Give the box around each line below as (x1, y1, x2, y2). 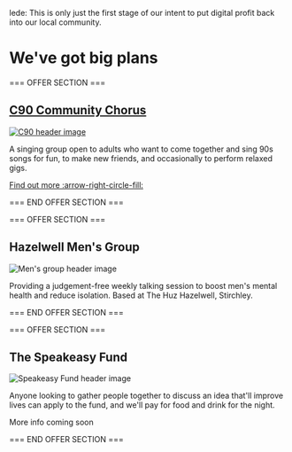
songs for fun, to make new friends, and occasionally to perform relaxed (9, 152, 273, 163)
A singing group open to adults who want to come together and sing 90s (9, 144, 274, 154)
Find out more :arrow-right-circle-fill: (9, 179, 144, 190)
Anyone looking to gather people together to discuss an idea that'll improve (9, 390, 284, 401)
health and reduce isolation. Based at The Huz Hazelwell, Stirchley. (9, 290, 254, 300)
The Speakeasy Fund (9, 349, 128, 364)
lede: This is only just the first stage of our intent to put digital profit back (9, 8, 275, 18)
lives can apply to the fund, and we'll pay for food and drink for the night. (9, 400, 276, 410)
